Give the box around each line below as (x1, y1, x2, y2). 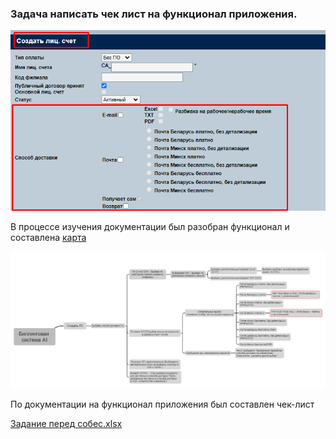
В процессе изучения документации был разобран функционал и (10, 220, 290, 232)
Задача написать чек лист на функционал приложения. (10, 7, 298, 21)
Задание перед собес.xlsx (10, 417, 123, 429)
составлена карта (10, 231, 87, 243)
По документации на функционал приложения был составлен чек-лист (10, 398, 315, 410)
